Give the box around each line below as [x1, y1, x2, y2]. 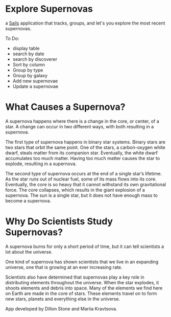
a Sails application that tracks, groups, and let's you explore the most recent [5, 20, 165, 26]
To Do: [5, 35, 19, 41]
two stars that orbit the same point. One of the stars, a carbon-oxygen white [5, 144, 166, 150]
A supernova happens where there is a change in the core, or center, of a [5, 118, 159, 124]
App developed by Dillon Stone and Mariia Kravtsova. [5, 305, 117, 312]
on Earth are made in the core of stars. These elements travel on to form [5, 290, 157, 297]
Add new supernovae [12, 78, 58, 84]
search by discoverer [12, 56, 58, 62]
